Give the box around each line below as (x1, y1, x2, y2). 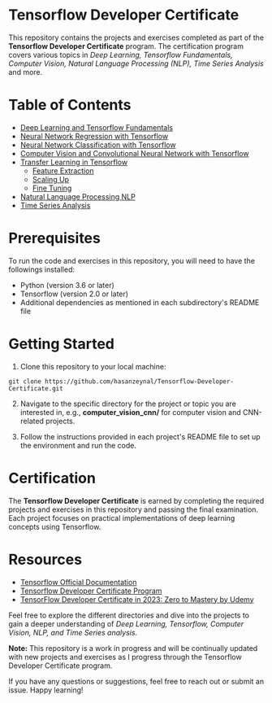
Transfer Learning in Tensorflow (19, 157, 128, 167)
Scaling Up (32, 174, 70, 184)
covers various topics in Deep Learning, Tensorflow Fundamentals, (8, 50, 233, 59)
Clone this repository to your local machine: (19, 361, 166, 371)
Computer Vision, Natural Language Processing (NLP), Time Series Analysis (8, 59, 264, 68)
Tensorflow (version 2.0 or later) (19, 289, 128, 299)
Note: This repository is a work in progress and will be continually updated (8, 643, 258, 653)
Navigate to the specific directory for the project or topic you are (19, 399, 237, 408)
